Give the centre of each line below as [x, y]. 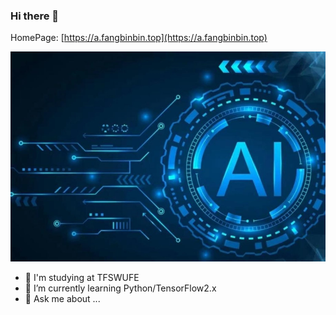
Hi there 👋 [35, 16]
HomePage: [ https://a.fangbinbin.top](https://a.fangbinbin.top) [139, 38]
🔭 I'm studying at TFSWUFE [82, 278]
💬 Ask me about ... [62, 299]
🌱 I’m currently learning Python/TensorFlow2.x [120, 288]
